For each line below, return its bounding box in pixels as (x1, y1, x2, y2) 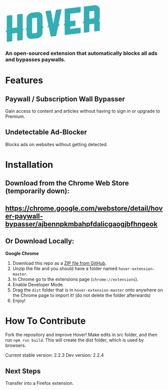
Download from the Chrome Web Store (5, 179, 129, 187)
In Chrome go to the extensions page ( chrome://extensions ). (12, 276, 139, 282)
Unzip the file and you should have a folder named (12, 265, 118, 272)
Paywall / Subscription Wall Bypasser (5, 95, 125, 103)
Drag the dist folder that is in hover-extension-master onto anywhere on (12, 287, 163, 293)
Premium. (5, 113, 25, 119)
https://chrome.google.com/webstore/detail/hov (5, 204, 163, 213)
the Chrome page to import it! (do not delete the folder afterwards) (12, 292, 151, 298)
